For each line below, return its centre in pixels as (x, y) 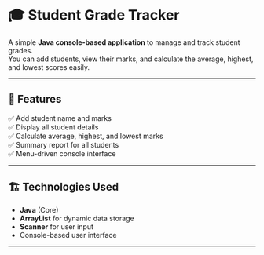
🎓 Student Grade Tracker (94, 15)
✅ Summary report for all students (64, 144)
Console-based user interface (68, 235)
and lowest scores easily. (49, 67)
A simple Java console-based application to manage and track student (125, 42)
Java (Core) (39, 209)
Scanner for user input (57, 226)
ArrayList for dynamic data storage (77, 218)
